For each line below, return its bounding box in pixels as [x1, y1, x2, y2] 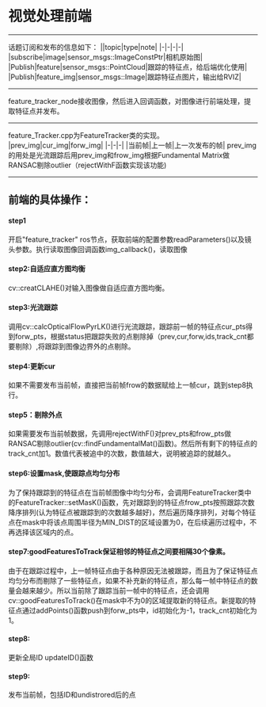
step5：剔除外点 [8, 410, 63, 419]
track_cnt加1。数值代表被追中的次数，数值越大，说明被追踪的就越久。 [8, 449, 236, 458]
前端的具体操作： [8, 193, 92, 207]
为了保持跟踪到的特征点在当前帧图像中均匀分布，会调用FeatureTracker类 [8, 487, 245, 497]
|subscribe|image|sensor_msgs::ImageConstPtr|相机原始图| [8, 52, 203, 62]
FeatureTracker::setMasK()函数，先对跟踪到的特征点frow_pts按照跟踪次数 [14, 497, 255, 507]
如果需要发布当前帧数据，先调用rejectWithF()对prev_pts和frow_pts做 [8, 429, 232, 438]
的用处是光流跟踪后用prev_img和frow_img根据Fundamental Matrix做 [8, 150, 230, 159]
